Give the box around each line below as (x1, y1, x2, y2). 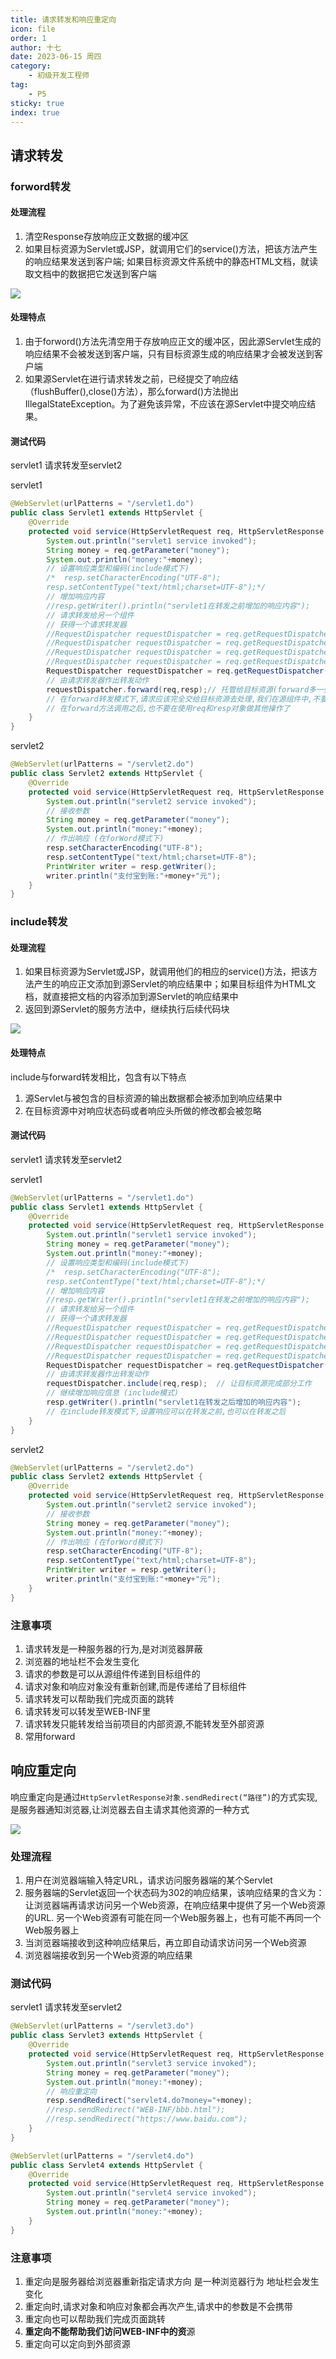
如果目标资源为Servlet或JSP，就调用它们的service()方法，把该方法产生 (24, 242, 318, 255)
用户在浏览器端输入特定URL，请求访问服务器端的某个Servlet (24, 1874, 273, 1886)
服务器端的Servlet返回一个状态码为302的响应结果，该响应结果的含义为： (24, 1887, 325, 1899)
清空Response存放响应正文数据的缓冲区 (24, 230, 189, 242)
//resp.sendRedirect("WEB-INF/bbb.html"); (46, 2105, 226, 2115)
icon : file (10, 24, 56, 34)
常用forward (24, 1731, 76, 1742)
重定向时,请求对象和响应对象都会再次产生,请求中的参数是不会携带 (24, 2300, 293, 2312)
